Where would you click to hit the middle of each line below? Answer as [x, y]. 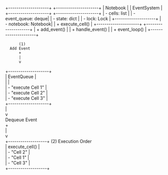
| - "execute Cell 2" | [26, 93]
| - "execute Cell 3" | [26, 98]
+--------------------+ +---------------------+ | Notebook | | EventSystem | [84, 8]
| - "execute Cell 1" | [26, 87]
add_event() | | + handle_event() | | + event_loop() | [94, 29]
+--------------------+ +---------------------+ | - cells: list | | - [70, 13]
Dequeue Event [21, 120]
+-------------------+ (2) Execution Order [49, 141]
